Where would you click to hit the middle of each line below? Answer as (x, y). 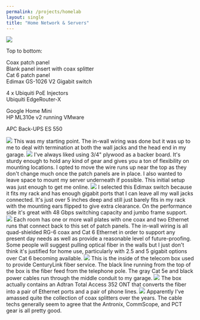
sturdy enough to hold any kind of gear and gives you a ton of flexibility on (98, 161)
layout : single (25, 17)
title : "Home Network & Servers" (48, 23)
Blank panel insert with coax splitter (50, 69)
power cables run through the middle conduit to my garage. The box (94, 278)
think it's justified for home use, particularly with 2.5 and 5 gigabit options (97, 251)
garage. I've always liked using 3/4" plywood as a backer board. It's (93, 155)
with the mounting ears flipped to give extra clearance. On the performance (99, 206)
